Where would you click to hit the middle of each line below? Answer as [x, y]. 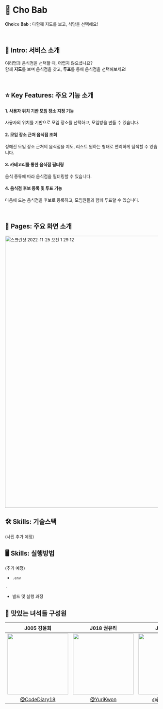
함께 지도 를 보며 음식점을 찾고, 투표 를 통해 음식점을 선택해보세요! [66, 69]
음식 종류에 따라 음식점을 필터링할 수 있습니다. [49, 176]
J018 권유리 [103, 628]
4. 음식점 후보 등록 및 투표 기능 [33, 188]
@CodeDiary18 [38, 700]
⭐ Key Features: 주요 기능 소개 [49, 95]
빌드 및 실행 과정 [28, 596]
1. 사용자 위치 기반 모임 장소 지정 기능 [40, 111]
